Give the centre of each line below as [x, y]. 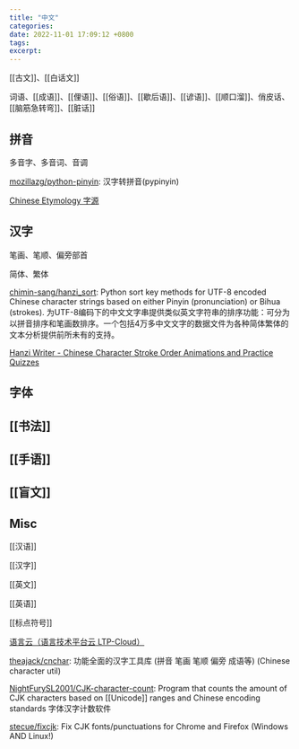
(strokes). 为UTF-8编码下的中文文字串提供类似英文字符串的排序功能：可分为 [150, 312]
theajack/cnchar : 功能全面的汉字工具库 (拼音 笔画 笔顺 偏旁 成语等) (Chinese [150, 661]
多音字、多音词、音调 [48, 162]
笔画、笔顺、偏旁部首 [48, 255]
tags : [19, 43]
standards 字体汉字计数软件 [60, 709]
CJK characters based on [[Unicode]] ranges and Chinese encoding [135, 698]
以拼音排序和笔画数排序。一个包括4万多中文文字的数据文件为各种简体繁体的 [149, 323]
